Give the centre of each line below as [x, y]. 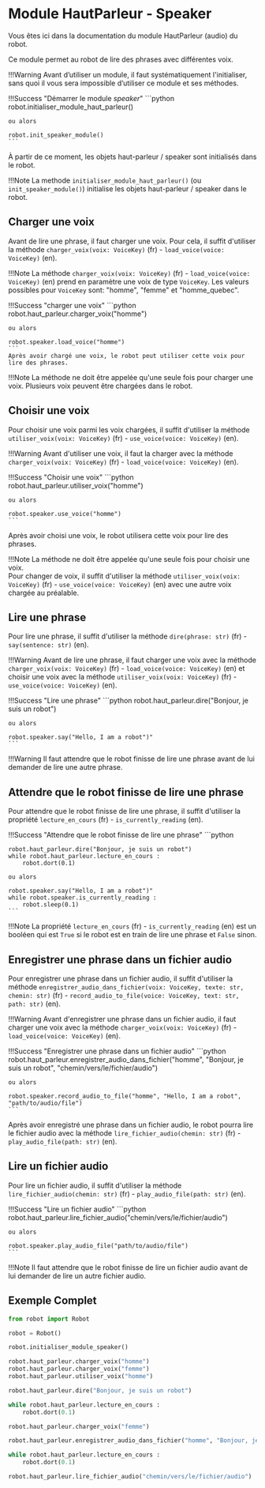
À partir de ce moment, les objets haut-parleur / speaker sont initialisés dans [132, 156]
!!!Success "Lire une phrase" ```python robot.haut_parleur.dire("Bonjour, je [128, 701]
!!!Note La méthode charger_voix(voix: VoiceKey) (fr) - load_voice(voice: [129, 273]
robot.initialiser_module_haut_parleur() [71, 107]
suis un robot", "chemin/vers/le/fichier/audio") [83, 1068]
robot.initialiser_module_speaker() [68, 1347]
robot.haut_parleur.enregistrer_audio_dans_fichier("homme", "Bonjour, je [126, 1059]
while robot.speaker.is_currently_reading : [82, 898]
